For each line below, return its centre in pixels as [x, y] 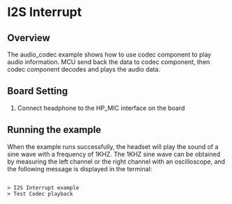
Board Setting [38, 91]
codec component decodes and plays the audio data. [84, 69]
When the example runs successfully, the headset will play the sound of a [113, 146]
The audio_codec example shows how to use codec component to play [109, 54]
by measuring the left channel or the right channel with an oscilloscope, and [116, 162]
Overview [29, 38]
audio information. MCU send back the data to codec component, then [109, 62]
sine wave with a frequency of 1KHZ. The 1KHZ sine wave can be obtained [114, 154]
